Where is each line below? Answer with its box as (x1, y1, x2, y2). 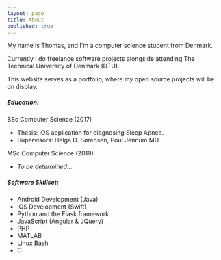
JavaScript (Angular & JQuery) (16, 217, 104, 226)
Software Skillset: (7, 178, 60, 186)
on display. (7, 83, 38, 91)
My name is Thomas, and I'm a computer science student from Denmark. (7, 42, 213, 50)
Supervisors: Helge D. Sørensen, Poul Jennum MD (16, 136, 159, 144)
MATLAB (16, 232, 42, 240)
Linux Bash (16, 239, 49, 247)
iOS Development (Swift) (16, 203, 87, 211)
